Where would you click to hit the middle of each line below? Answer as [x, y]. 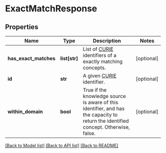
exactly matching [103, 61]
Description [107, 41]
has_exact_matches [32, 58]
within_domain [25, 112]
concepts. [94, 68]
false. [89, 133]
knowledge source [104, 96]
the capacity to [100, 115]
